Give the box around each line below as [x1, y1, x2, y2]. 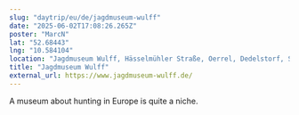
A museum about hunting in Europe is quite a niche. [9, 95, 198, 106]
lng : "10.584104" [9, 46, 74, 55]
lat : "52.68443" [9, 37, 69, 47]
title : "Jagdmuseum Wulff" [9, 63, 109, 72]
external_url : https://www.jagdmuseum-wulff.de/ [9, 71, 193, 80]
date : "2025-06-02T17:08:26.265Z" [9, 21, 138, 30]
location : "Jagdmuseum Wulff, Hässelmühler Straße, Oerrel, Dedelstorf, [9, 54, 285, 63]
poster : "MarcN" [9, 29, 69, 38]
